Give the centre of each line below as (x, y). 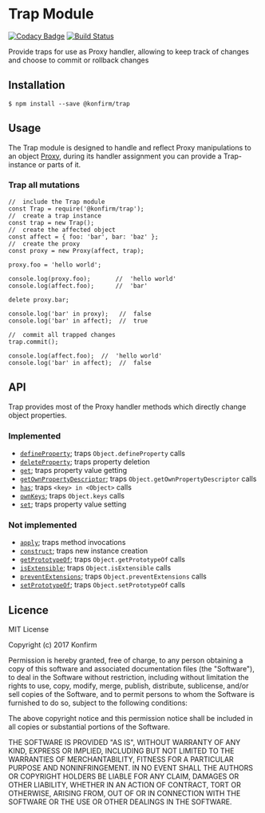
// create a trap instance (55, 216)
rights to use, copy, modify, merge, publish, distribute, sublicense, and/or (129, 686)
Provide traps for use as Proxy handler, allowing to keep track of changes (129, 51)
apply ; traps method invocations (73, 543)
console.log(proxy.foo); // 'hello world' (93, 278)
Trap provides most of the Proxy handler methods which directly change (127, 406)
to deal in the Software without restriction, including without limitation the (129, 678)
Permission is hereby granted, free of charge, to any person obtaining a (126, 660)
